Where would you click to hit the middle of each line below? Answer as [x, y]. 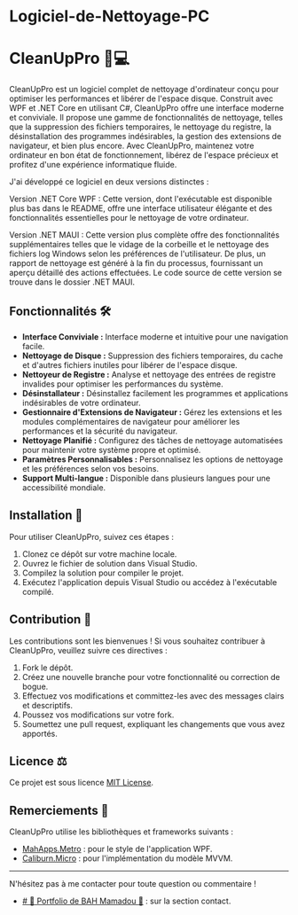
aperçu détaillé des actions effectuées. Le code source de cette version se [145, 273]
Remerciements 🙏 [59, 810]
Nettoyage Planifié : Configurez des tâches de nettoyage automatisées [153, 440]
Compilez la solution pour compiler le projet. [103, 573]
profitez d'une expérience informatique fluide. [93, 165]
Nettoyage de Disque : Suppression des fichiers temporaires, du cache [153, 356]
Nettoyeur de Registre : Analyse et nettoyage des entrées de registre [149, 374]
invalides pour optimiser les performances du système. [122, 384]
